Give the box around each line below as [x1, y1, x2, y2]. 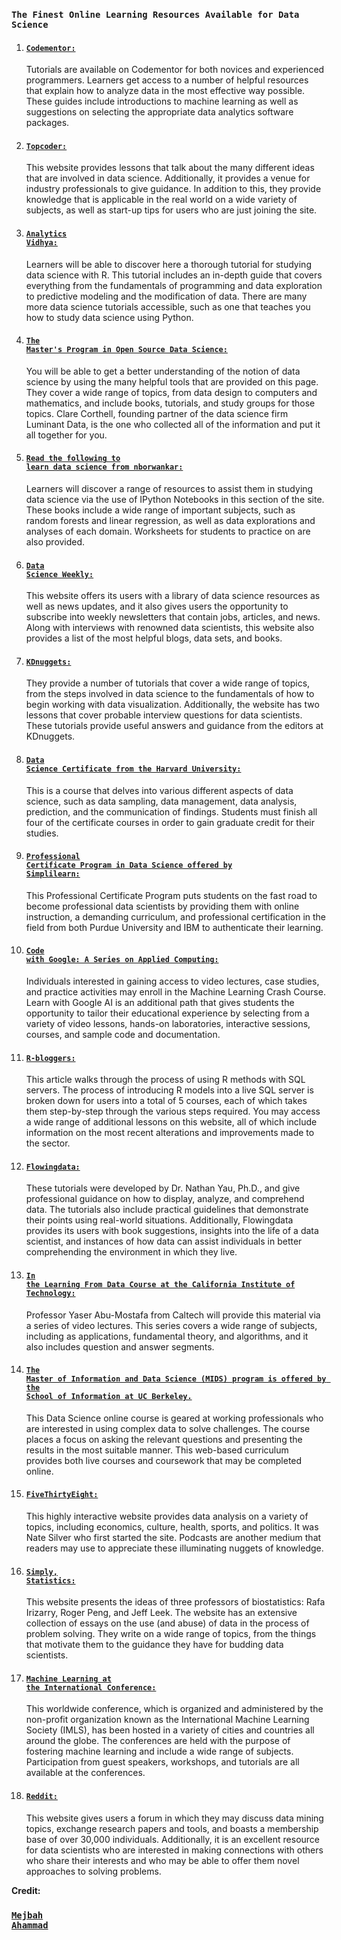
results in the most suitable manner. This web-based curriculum [25, 1444, 289, 1456]
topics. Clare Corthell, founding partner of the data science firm [25, 407, 289, 419]
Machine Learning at [25, 1674, 112, 1684]
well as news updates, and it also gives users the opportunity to [25, 600, 289, 613]
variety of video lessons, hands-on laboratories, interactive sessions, [25, 1017, 311, 1029]
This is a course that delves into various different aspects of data [25, 784, 294, 796]
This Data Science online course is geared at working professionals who [25, 1412, 324, 1424]
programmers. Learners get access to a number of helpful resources [25, 74, 309, 86]
